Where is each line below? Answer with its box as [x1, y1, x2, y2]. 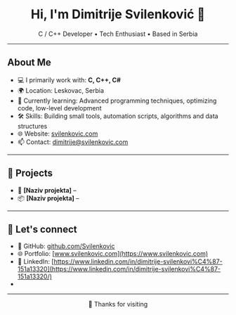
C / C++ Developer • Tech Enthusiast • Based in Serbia [38, 30, 198, 38]
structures [17, 122, 48, 130]
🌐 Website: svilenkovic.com [17, 129, 98, 138]
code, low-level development [17, 103, 102, 112]
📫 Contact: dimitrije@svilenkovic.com [17, 137, 129, 146]
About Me [7, 56, 51, 69]
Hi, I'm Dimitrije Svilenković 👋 [30, 6, 206, 22]
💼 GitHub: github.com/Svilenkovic [17, 242, 115, 250]
